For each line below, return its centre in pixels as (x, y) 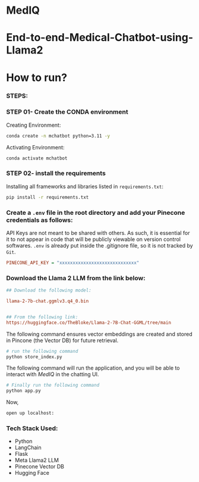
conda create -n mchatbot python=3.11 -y (58, 136)
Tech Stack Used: (32, 428)
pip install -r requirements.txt (48, 197)
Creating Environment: (34, 125)
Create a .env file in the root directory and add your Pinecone (96, 212)
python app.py (24, 391)
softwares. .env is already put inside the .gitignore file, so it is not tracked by (99, 245)
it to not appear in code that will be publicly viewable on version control (94, 239)
